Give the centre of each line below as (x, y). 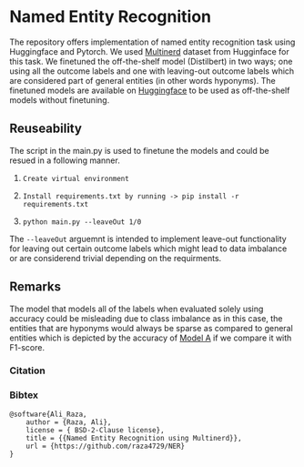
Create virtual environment (76, 178)
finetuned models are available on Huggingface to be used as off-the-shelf (150, 90)
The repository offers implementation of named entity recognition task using (152, 42)
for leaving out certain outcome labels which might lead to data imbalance (148, 249)
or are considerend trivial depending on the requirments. (116, 258)
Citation (27, 371)
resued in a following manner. (65, 160)
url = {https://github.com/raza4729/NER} (105, 446)
